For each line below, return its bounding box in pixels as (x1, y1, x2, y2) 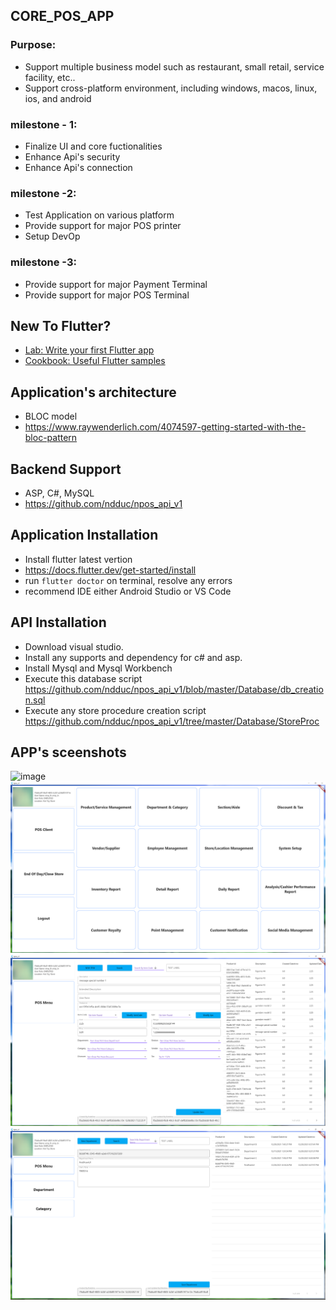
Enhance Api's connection (24, 161, 133, 173)
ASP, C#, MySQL (24, 487, 95, 499)
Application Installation (10, 527, 159, 544)
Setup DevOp (24, 230, 81, 243)
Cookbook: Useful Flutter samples (24, 355, 166, 367)
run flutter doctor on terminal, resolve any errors (24, 574, 233, 586)
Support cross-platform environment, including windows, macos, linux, (24, 82, 318, 94)
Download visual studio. (24, 640, 124, 653)
